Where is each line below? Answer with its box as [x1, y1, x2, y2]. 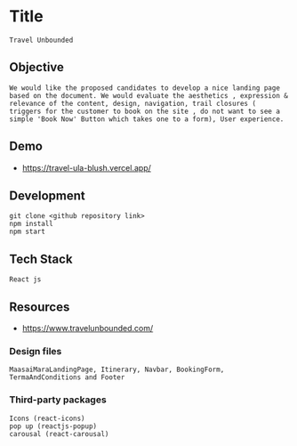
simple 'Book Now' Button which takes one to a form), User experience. [9, 114, 285, 124]
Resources [9, 299, 70, 314]
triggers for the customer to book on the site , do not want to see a [9, 107, 280, 116]
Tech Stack [9, 251, 73, 266]
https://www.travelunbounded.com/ [21, 323, 154, 333]
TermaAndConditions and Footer [9, 373, 125, 382]
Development [9, 188, 86, 203]
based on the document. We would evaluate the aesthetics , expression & [9, 91, 289, 100]
